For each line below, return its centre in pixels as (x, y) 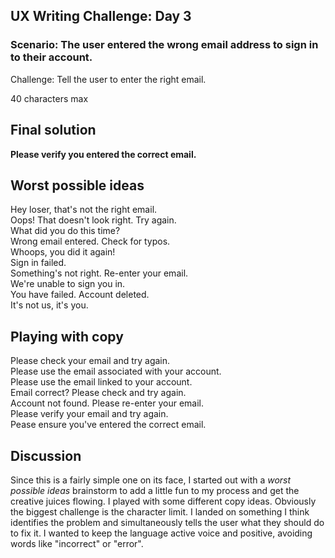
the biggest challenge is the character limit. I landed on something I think (160, 511)
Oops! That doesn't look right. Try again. (93, 220)
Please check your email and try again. (90, 361)
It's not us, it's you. (49, 305)
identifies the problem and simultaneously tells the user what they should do (167, 522)
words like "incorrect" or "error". (77, 543)
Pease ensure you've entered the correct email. (108, 425)
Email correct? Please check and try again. (98, 393)
